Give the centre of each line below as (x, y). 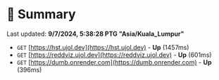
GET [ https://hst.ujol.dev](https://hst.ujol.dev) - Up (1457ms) (103, 47)
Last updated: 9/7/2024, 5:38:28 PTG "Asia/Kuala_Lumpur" (95, 34)
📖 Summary (41, 14)
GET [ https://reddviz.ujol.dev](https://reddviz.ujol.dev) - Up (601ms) (114, 55)
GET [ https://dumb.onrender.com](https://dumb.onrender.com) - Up (114, 62)
